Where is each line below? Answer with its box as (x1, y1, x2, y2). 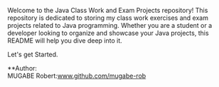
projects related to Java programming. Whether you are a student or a (7, 21, 213, 29)
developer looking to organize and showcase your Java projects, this (7, 29, 209, 37)
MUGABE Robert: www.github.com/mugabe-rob (7, 71, 146, 80)
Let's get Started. (7, 50, 58, 58)
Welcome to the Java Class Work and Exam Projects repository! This (7, 6, 208, 14)
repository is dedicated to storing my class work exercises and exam (7, 14, 208, 22)
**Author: (7, 64, 38, 72)
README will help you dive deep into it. (7, 36, 122, 45)
